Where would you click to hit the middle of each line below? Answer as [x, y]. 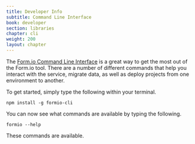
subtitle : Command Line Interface [49, 17]
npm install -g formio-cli [40, 103]
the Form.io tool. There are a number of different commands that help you [97, 68]
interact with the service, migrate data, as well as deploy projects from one [97, 74]
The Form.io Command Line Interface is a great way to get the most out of [97, 61]
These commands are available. [45, 135]
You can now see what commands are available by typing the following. [94, 114]
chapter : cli [22, 34]
